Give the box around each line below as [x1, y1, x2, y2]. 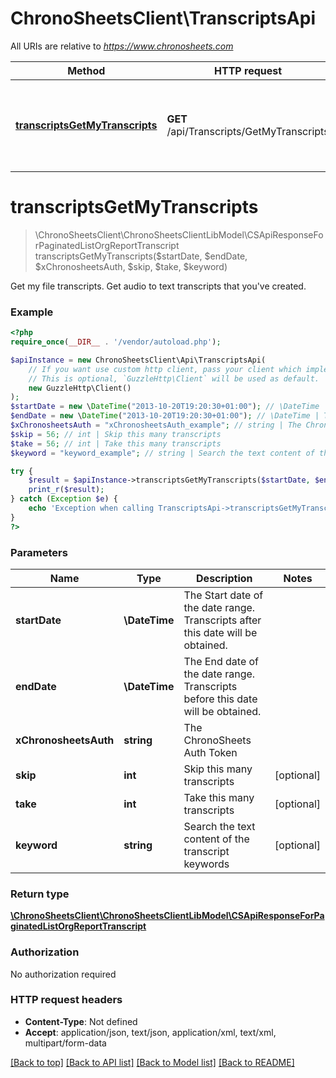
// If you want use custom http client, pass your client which [28, 364, 302, 374]
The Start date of [183, 588, 264, 602]
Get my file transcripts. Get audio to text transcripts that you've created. [10, 280, 307, 292]
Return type [10, 887, 70, 901]
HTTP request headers [10, 993, 123, 1007]
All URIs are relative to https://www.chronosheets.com [10, 40, 234, 52]
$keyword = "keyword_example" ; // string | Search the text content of [10, 448, 315, 458]
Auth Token [183, 745, 238, 759]
